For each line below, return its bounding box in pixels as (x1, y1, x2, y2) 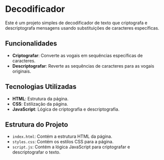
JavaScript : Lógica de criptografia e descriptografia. (12, 106, 120, 112)
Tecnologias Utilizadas (5, 82, 77, 91)
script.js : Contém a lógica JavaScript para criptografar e (12, 144, 131, 150)
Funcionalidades (5, 40, 58, 48)
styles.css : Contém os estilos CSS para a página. (12, 139, 114, 145)
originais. (12, 68, 31, 74)
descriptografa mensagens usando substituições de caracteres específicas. (5, 25, 160, 31)
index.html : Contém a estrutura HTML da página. (12, 133, 112, 139)
